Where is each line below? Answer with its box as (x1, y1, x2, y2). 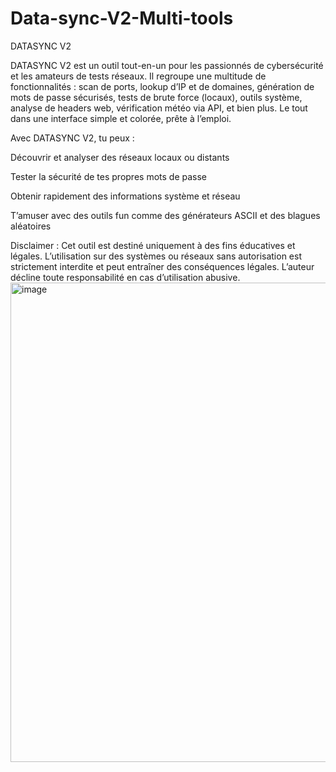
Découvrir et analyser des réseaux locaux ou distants (10, 151, 230, 163)
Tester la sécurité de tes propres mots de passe (10, 170, 207, 182)
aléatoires (10, 220, 52, 232)
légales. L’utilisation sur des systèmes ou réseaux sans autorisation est (10, 250, 302, 262)
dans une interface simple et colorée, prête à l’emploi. (10, 112, 232, 124)
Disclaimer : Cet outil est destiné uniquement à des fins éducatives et (10, 239, 296, 251)
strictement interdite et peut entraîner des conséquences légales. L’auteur (10, 260, 315, 272)
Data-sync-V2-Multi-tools (10, 7, 234, 30)
